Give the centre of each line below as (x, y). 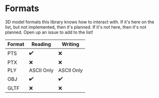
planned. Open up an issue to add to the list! (49, 32)
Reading (41, 44)
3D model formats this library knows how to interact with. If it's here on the (79, 22)
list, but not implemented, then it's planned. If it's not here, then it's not (76, 27)
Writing (71, 44)
